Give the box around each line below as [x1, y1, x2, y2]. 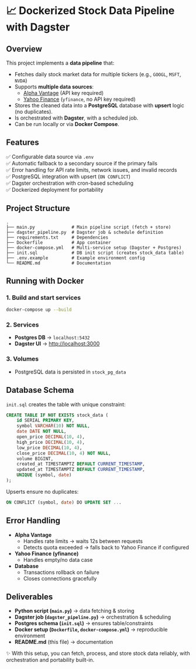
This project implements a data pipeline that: [6, 59, 115, 66]
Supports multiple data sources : [14, 83, 94, 90]
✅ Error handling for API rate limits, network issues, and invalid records [6, 166, 177, 173]
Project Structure [6, 203, 70, 213]
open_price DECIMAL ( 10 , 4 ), [16, 434, 85, 440]
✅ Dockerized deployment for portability [6, 186, 104, 193]
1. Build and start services [6, 293, 81, 301]
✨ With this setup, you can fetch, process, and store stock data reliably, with [6, 650, 190, 657]
